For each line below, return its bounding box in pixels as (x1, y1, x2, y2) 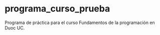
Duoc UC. (5, 24, 25, 30)
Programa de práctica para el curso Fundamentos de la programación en (5, 19, 155, 25)
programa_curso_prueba (5, 3, 110, 14)
